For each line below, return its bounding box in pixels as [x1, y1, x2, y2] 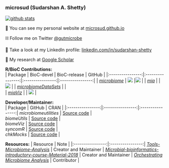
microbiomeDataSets [17, 83, 61, 90]
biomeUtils [5, 115, 28, 122]
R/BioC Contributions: [5, 66, 52, 72]
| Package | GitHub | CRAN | [5, 105, 64, 111]
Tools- [146, 141, 160, 147]
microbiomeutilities [19, 110, 59, 116]
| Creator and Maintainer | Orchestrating [79, 152, 163, 158]
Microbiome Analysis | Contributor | [5, 157, 80, 163]
